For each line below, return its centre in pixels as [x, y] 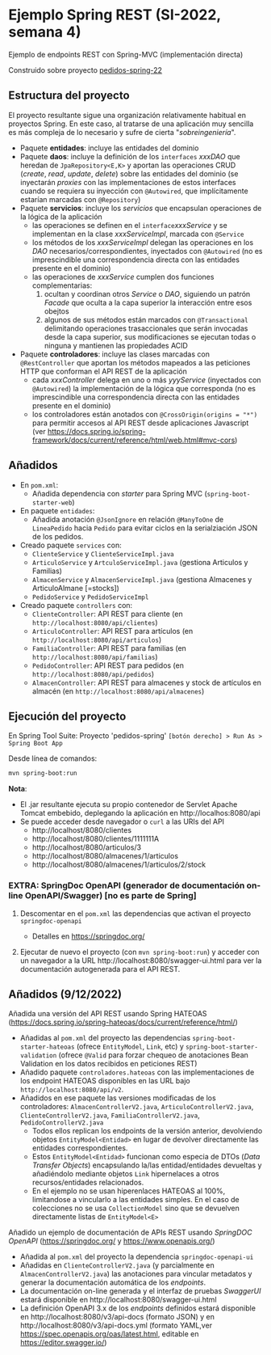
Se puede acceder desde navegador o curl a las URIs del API [122, 821]
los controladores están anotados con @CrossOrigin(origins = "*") [145, 414]
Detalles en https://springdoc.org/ [88, 936]
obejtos [57, 311]
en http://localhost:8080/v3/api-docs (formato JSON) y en [117, 1317]
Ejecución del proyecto [67, 716]
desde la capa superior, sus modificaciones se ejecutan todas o [150, 336]
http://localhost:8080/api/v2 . [72, 1090]
